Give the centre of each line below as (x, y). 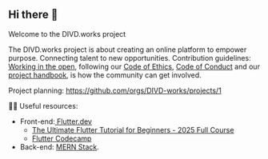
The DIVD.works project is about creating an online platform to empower (128, 50)
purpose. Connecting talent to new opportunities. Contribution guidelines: (130, 58)
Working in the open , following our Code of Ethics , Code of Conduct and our (134, 66)
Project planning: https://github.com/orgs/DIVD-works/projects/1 (115, 90)
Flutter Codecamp (62, 138)
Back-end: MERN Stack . (60, 147)
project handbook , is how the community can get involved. (105, 75)
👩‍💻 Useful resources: (43, 105)
